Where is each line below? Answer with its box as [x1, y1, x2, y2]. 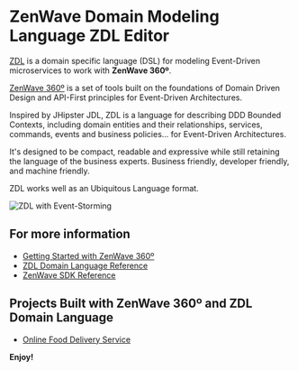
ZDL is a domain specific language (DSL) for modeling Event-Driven [9, 55, 261, 66]
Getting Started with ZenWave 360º [22, 250, 155, 261]
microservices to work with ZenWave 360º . [9, 65, 172, 76]
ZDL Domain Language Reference [22, 260, 149, 271]
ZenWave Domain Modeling [9, 6, 220, 27]
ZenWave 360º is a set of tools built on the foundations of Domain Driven [9, 82, 281, 93]
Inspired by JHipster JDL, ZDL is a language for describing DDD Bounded [9, 109, 282, 120]
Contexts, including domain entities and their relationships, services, [9, 119, 263, 130]
